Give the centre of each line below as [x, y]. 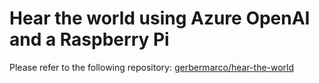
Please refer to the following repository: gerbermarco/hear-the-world [152, 67]
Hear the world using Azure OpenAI [160, 18]
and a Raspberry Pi [89, 39]
